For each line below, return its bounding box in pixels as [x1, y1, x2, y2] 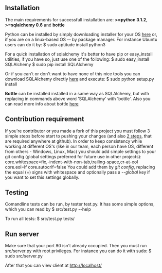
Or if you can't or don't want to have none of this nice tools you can [5, 70, 140, 77]
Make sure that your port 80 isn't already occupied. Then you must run [5, 243, 147, 249]
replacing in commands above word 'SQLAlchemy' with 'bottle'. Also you [5, 96, 151, 102]
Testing [5, 188, 29, 197]
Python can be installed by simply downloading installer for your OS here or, [5, 31, 157, 37]
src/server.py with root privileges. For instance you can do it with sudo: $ [5, 248, 152, 254]
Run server [5, 230, 39, 238]
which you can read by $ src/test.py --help [5, 206, 91, 212]
